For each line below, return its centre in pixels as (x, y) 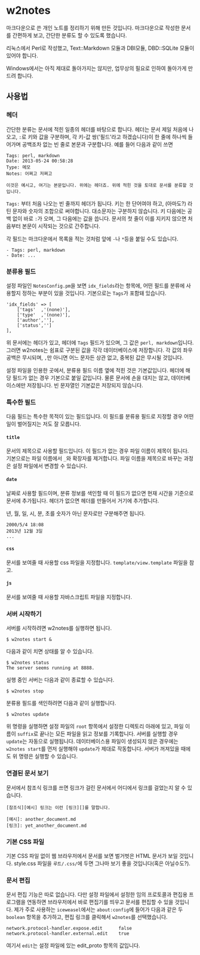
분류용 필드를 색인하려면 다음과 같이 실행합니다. (61, 703)
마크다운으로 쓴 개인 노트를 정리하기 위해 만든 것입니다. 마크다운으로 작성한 (93, 28)
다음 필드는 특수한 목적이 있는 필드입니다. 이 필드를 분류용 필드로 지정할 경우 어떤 (100, 417)
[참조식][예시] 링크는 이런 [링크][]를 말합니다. (59, 808)
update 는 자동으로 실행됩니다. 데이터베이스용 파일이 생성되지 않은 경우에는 (92, 742)
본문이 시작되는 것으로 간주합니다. (61, 226)
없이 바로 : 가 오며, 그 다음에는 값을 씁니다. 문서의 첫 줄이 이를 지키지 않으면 (99, 218)
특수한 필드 (21, 402)
